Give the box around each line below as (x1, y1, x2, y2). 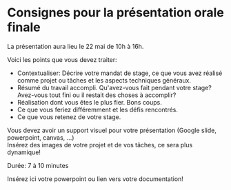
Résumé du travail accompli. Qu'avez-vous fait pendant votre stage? (17, 83, 212, 92)
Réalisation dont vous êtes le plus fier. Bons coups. (17, 98, 162, 106)
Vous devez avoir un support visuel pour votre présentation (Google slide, (7, 126, 217, 134)
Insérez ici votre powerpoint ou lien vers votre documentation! (7, 174, 184, 183)
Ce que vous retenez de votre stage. (17, 112, 121, 121)
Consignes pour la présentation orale (7, 5, 224, 21)
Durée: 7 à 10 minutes (7, 161, 69, 169)
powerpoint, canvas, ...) (7, 133, 74, 142)
